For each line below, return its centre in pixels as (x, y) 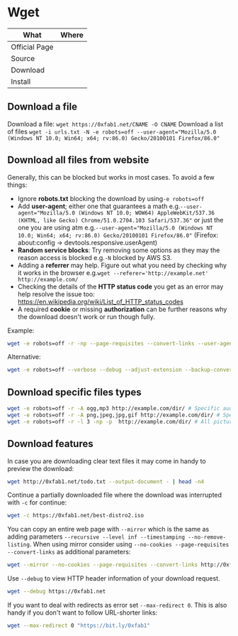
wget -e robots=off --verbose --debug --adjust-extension (95, 370)
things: (17, 185)
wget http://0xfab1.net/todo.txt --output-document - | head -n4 (106, 481)
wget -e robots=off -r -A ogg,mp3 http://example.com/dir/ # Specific (114, 409)
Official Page (32, 47)
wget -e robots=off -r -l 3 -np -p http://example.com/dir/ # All (109, 421)
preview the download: (41, 468)
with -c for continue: (37, 502)
